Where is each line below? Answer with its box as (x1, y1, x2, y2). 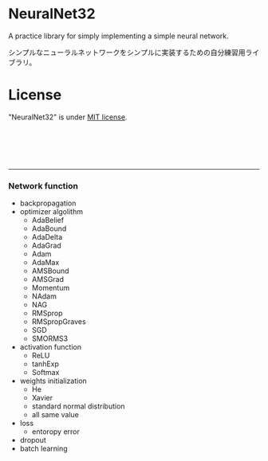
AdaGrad (31, 240, 61, 251)
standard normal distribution (31, 401, 125, 411)
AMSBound (31, 266, 69, 275)
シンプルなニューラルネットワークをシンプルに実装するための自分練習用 (8, 47, 246, 57)
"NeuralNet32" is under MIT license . (8, 112, 128, 122)
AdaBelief (31, 216, 65, 225)
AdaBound (31, 224, 67, 233)
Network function (8, 180, 78, 191)
